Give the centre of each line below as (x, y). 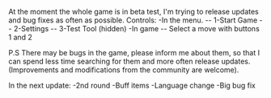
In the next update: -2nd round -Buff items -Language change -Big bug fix (132, 85)
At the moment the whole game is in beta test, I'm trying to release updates (133, 12)
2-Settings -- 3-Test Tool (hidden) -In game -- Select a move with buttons (137, 29)
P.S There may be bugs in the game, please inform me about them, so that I (134, 53)
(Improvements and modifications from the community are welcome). (124, 70)
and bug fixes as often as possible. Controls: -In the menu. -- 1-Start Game (133, 20)
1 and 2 (20, 37)
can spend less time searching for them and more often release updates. (129, 61)
